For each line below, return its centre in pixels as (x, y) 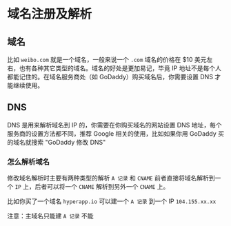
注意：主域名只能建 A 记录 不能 (50, 216)
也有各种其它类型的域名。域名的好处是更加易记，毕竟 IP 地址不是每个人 (120, 68)
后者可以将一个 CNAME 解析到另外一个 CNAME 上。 (102, 187)
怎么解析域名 (29, 161)
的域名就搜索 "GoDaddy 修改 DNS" (57, 142)
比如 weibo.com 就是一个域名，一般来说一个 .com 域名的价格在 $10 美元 (107, 60)
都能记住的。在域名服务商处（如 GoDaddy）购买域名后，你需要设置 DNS (110, 77)
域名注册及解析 (50, 14)
